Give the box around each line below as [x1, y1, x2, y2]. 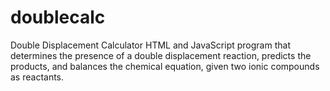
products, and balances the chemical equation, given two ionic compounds [10, 60, 320, 72]
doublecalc [10, 6, 106, 29]
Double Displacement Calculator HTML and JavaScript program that [10, 39, 291, 51]
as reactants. [10, 71, 65, 83]
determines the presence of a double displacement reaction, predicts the [10, 49, 312, 61]
